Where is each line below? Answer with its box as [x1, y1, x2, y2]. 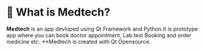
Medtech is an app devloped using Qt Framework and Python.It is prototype [6, 25, 199, 32]
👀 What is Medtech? [6, 5, 111, 19]
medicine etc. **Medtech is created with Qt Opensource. [6, 38, 151, 45]
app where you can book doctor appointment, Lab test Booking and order [6, 31, 191, 38]
